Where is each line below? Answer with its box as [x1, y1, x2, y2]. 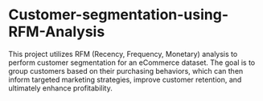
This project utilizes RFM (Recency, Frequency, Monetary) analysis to [8, 49, 238, 59]
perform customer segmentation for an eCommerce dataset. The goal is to [8, 58, 256, 67]
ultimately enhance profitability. [8, 83, 113, 93]
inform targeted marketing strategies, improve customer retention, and [8, 75, 242, 84]
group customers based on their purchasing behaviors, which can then [8, 66, 244, 75]
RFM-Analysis [8, 22, 105, 41]
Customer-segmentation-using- [8, 6, 229, 24]
